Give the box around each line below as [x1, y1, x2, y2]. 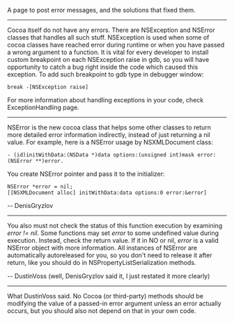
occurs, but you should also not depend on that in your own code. [7, 307, 196, 315]
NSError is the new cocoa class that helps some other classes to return [7, 123, 211, 131]
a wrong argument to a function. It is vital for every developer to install [7, 48, 209, 56]
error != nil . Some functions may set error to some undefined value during [7, 229, 219, 237]
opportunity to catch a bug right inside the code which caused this [7, 63, 198, 71]
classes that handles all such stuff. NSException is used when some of [7, 33, 210, 41]
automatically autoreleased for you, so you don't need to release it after [7, 251, 212, 259]
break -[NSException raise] [7, 83, 89, 90]
